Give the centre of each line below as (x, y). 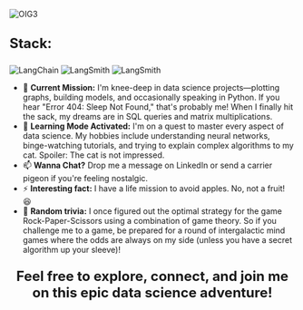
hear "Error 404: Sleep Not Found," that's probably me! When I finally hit (158, 107)
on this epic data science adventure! (152, 293)
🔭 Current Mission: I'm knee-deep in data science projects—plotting (151, 88)
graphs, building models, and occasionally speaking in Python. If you (151, 97)
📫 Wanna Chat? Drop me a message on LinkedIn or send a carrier (147, 165)
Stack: (31, 44)
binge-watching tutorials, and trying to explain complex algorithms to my (158, 146)
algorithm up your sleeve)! (71, 250)
